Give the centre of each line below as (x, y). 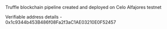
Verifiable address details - (34, 17)
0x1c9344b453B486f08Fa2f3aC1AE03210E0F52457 (61, 22)
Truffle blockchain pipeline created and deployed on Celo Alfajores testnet (83, 7)
